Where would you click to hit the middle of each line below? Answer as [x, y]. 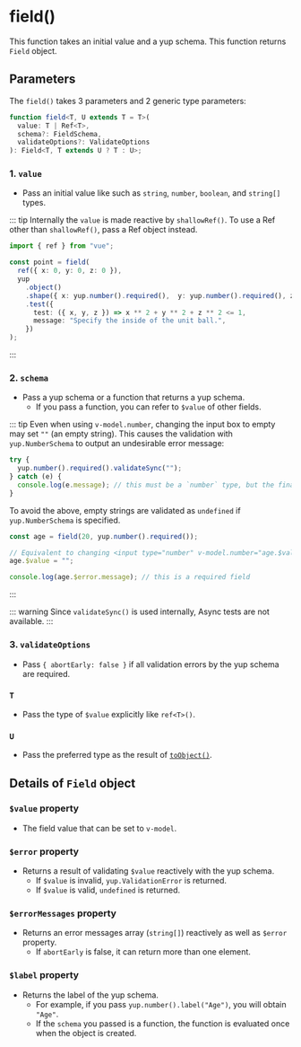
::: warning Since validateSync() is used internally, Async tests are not [140, 611]
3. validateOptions [50, 645]
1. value [26, 174]
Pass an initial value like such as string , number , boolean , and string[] [151, 193]
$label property [44, 975]
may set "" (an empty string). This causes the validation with [121, 434]
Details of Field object [73, 783]
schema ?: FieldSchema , [60, 134]
